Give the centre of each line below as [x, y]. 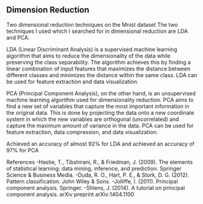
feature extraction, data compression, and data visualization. [82, 132]
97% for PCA [22, 150]
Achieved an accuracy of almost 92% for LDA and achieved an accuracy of [100, 144]
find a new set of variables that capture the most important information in [98, 106]
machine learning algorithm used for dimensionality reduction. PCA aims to [100, 100]
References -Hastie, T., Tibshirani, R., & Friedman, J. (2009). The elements [100, 162]
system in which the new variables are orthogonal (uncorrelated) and [93, 119]
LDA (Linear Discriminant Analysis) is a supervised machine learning [92, 49]
